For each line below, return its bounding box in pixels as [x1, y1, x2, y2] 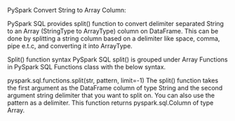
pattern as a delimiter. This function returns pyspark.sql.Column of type [7, 99, 214, 107]
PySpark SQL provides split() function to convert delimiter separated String [7, 20, 224, 27]
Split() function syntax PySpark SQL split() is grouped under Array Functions [7, 55, 228, 64]
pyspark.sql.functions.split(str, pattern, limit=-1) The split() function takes [7, 76, 219, 85]
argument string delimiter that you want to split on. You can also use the [7, 91, 215, 99]
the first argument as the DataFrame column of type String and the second [7, 84, 223, 92]
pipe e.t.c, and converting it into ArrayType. [7, 42, 133, 50]
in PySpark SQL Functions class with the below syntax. [7, 63, 166, 71]
